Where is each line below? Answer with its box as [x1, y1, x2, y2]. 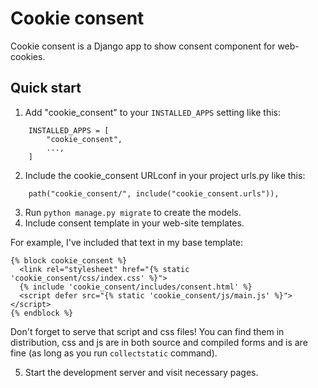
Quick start [10, 80, 82, 97]
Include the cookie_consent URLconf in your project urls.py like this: [24, 169, 306, 181]
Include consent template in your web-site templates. [24, 217, 245, 229]
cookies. [10, 50, 46, 62]
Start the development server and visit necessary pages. [24, 366, 259, 378]
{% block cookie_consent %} [10, 255, 128, 266]
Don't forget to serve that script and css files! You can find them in [10, 325, 285, 337]
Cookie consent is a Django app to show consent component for [10, 40, 276, 52]
